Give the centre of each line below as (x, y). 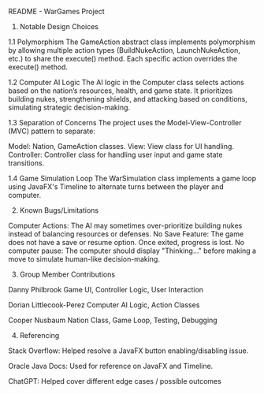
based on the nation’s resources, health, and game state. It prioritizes (121, 91)
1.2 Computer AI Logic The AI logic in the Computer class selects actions (126, 82)
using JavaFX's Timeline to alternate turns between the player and (116, 187)
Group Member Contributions (67, 274)
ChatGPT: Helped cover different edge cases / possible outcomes (115, 381)
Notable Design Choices (59, 26)
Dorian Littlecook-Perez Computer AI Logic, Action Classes (104, 305)
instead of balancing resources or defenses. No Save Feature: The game (126, 234)
